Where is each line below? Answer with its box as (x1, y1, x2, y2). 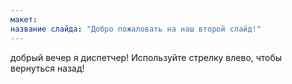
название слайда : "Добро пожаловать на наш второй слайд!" (10, 24, 262, 34)
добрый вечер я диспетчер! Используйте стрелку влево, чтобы (10, 51, 283, 63)
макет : (10, 14, 38, 25)
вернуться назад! (10, 62, 85, 74)
